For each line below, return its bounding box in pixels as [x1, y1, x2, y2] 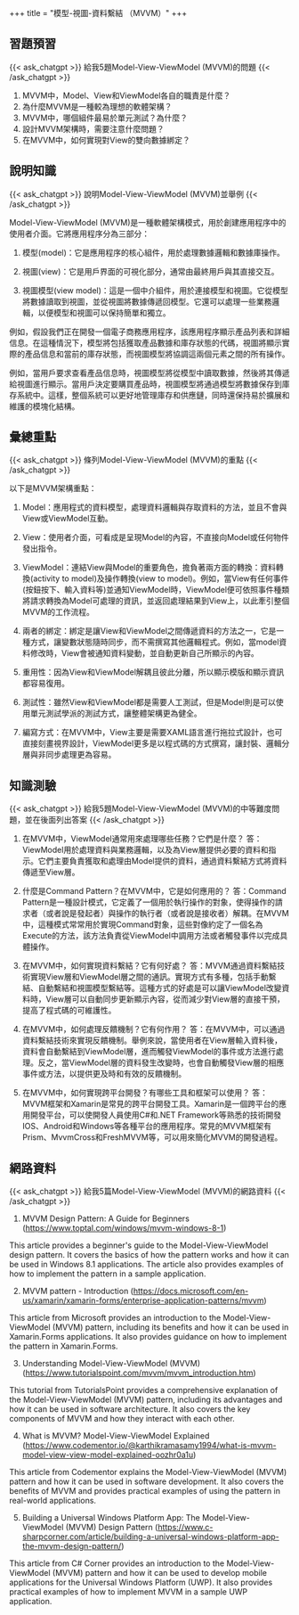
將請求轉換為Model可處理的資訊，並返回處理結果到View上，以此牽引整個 [21, 595, 290, 606]
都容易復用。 [21, 678, 69, 689]
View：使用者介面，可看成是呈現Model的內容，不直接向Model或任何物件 [21, 532, 289, 543]
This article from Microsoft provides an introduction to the [9, 1313, 222, 1324]
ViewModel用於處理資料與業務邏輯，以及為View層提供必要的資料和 [21, 845, 269, 856]
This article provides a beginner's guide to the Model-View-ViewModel [9, 1240, 269, 1250]
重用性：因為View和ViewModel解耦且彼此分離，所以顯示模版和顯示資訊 [21, 667, 285, 677]
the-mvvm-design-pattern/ [21, 1541, 122, 1552]
